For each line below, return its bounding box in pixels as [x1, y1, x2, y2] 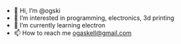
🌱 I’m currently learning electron [13, 21, 106, 29]
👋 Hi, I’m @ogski [13, 7, 61, 14]
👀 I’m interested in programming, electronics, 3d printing [13, 14, 175, 22]
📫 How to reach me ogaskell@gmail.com [13, 29, 132, 37]
